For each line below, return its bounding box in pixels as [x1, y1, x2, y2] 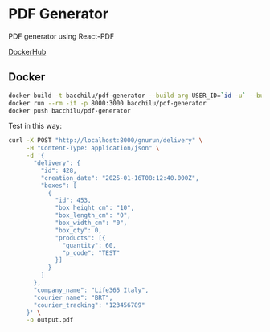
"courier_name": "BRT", [33, 293, 113, 301]
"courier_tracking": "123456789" [33, 301, 146, 309]
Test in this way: [8, 121, 63, 131]
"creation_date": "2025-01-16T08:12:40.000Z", [40, 174, 199, 182]
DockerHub [8, 47, 47, 56]
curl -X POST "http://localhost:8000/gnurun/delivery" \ [8, 137, 203, 145]
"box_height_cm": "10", [55, 204, 135, 212]
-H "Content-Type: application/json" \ [26, 144, 160, 153]
